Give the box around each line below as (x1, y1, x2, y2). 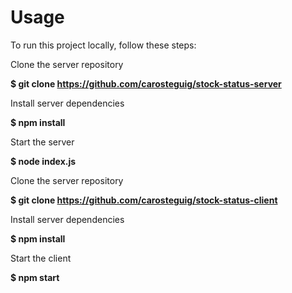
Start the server (10, 136, 75, 148)
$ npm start (10, 271, 60, 283)
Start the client (10, 252, 72, 264)
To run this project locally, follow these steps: (10, 39, 197, 51)
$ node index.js (10, 155, 77, 167)
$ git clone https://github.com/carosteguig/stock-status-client (10, 194, 278, 206)
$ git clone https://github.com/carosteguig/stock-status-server (10, 77, 282, 90)
